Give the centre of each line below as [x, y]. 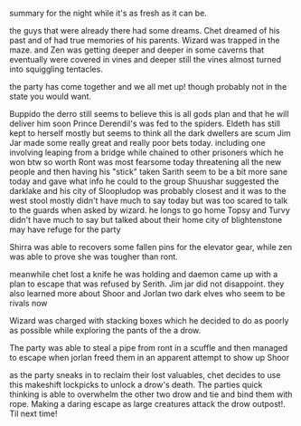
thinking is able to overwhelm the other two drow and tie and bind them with [151, 394]
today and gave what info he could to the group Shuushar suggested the [144, 181]
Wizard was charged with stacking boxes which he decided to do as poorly [149, 320]
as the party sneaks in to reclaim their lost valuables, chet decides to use [145, 375]
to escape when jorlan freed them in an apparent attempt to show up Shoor [150, 358]
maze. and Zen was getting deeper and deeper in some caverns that [137, 50]
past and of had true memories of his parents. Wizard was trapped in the [145, 40]
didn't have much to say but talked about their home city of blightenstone [146, 220]
